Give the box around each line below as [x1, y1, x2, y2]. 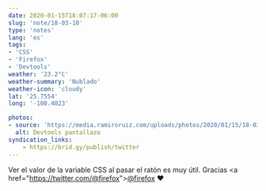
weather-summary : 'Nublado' [8, 77, 101, 85]
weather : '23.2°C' [8, 70, 69, 78]
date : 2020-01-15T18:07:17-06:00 [8, 11, 119, 20]
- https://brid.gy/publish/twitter [22, 143, 140, 151]
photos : [8, 114, 34, 122]
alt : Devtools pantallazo [15, 129, 101, 137]
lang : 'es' [8, 33, 44, 42]
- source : [8, 122, 41, 129]
